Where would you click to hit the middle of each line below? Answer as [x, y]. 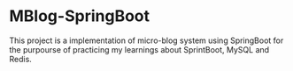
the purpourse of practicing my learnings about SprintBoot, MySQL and [139, 49]
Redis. [21, 59]
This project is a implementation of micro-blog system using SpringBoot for [146, 40]
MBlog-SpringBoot [80, 16]
